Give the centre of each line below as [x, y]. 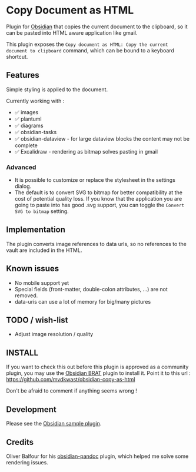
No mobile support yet [42, 282]
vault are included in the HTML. [44, 250]
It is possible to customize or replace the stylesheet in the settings [95, 180]
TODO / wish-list [37, 320]
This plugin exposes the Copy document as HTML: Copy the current [87, 44]
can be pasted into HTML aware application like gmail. [72, 32]
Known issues [33, 269]
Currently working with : [35, 101]
